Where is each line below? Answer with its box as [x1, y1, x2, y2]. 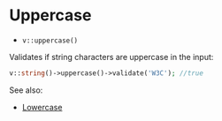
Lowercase [21, 102, 63, 112]
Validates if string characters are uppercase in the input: [9, 51, 214, 62]
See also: [9, 85, 43, 95]
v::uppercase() [21, 36, 79, 45]
